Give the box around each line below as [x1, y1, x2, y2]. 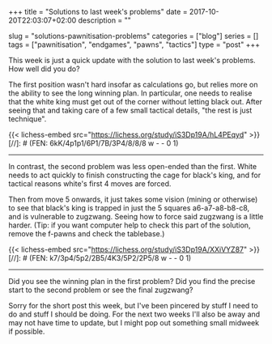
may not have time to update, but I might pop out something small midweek [8, 318, 260, 327]
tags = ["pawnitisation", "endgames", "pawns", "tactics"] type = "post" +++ [8, 40, 261, 49]
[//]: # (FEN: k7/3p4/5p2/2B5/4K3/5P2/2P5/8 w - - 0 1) [8, 253, 192, 262]
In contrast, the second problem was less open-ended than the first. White [8, 162, 257, 171]
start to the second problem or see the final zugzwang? [8, 285, 193, 295]
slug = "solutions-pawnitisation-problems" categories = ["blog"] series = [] [8, 32, 259, 40]
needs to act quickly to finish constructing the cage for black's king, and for [8, 170, 261, 180]
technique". [8, 114, 47, 124]
